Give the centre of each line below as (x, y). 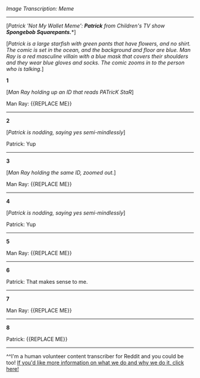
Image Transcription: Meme (40, 9)
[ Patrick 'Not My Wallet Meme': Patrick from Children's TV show (86, 26)
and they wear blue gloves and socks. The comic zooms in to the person (95, 63)
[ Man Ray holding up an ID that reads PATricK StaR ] (70, 92)
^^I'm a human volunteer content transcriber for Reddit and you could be (95, 356)
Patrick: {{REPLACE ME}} (37, 339)
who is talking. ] (25, 69)
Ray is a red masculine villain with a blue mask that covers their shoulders (97, 56)
